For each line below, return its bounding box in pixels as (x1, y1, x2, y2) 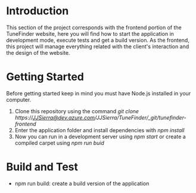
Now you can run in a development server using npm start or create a (14, 133, 186, 140)
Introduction (6, 4, 69, 18)
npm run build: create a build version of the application (14, 180, 150, 187)
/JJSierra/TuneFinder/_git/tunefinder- (94, 114, 186, 121)
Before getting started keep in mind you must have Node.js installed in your (6, 89, 191, 96)
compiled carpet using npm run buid (14, 139, 104, 147)
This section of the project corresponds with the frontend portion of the (6, 24, 182, 31)
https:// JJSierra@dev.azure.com (14, 114, 95, 121)
